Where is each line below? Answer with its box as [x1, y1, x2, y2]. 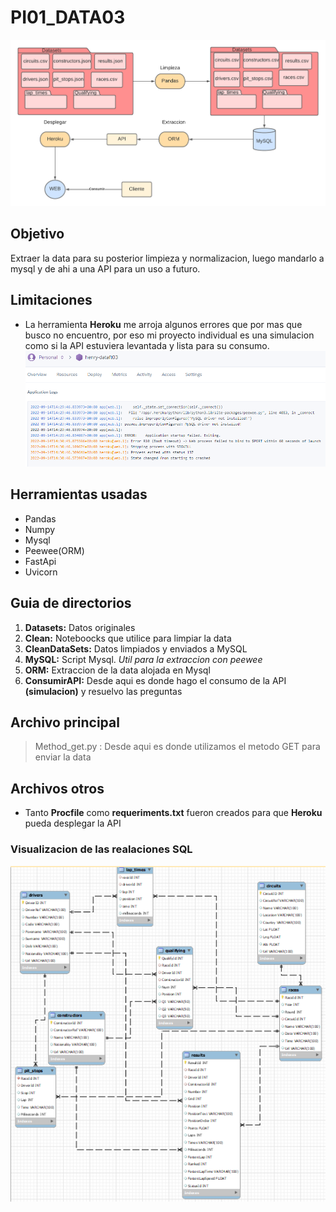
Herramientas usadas [10, 486, 148, 503]
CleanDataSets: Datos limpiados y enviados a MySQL [24, 642, 248, 655]
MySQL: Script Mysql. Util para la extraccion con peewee [24, 653, 263, 665]
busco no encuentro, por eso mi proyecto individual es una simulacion [24, 329, 315, 341]
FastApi [24, 555, 57, 567]
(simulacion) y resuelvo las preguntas [24, 685, 183, 697]
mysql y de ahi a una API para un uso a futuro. [10, 262, 201, 275]
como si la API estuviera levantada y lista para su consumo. [24, 339, 270, 351]
